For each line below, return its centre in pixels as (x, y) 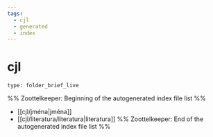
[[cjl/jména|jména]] (44, 112)
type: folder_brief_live (43, 86)
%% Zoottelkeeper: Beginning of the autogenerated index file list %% (107, 98)
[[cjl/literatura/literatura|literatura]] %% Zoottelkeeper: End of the (110, 119)
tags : (15, 13)
